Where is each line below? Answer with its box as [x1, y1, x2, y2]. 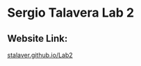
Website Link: [7, 33, 68, 44]
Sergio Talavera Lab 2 [7, 5, 134, 21]
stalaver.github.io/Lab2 [7, 51, 73, 59]
